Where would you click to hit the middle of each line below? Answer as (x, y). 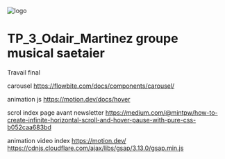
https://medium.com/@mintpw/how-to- (161, 112)
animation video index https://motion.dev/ (67, 140)
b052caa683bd (30, 127)
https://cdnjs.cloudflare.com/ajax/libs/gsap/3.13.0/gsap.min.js (95, 148)
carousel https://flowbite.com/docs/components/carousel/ (91, 86)
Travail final (24, 72)
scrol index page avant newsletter (56, 112)
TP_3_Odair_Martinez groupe (93, 39)
